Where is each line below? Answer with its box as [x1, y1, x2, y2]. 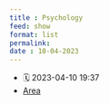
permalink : [9, 38, 51, 48]
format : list [9, 30, 59, 39]
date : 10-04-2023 [9, 47, 79, 56]
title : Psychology [9, 13, 84, 23]
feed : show [9, 22, 51, 31]
